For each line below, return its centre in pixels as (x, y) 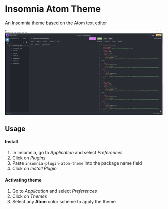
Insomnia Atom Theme (53, 9)
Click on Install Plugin (35, 169)
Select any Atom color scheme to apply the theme (64, 202)
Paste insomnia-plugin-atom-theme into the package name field (77, 163)
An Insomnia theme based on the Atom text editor (56, 23)
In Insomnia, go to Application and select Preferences (67, 153)
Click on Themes (30, 196)
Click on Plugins (29, 158)
